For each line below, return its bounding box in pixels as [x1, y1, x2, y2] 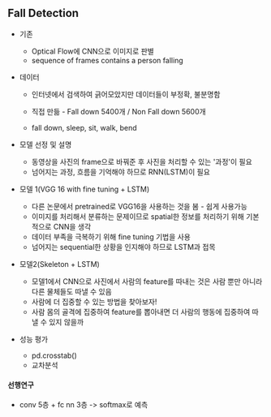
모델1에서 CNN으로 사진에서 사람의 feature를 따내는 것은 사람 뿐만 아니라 [31, 276, 263, 286]
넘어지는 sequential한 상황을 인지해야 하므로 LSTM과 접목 [31, 242, 216, 251]
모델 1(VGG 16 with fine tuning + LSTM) [19, 184, 150, 194]
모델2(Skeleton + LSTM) [19, 259, 101, 269]
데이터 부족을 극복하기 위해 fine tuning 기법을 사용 [31, 231, 191, 242]
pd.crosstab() [31, 350, 78, 360]
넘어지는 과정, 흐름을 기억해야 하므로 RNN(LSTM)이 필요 [31, 166, 210, 177]
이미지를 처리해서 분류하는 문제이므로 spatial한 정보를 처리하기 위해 [31, 211, 245, 221]
